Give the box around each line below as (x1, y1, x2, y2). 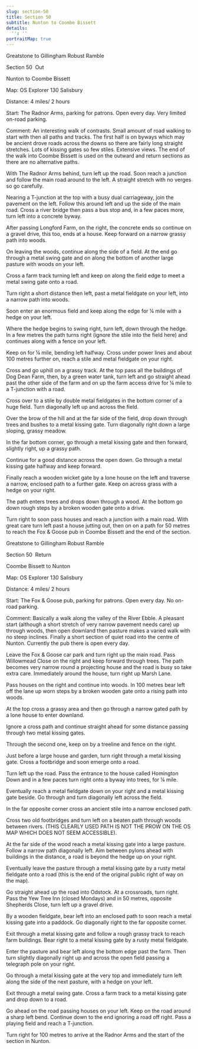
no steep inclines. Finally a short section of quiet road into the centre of (6, 634, 180, 640)
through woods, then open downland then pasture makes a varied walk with (6, 627, 190, 634)
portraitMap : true (6, 36, 51, 42)
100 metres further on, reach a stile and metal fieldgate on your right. (6, 355, 174, 362)
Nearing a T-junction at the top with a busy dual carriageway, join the (6, 194, 174, 201)
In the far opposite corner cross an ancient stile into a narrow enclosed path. (6, 805, 192, 812)
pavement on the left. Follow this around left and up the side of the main (6, 200, 181, 207)
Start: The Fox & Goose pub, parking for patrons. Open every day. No (6, 597, 174, 604)
